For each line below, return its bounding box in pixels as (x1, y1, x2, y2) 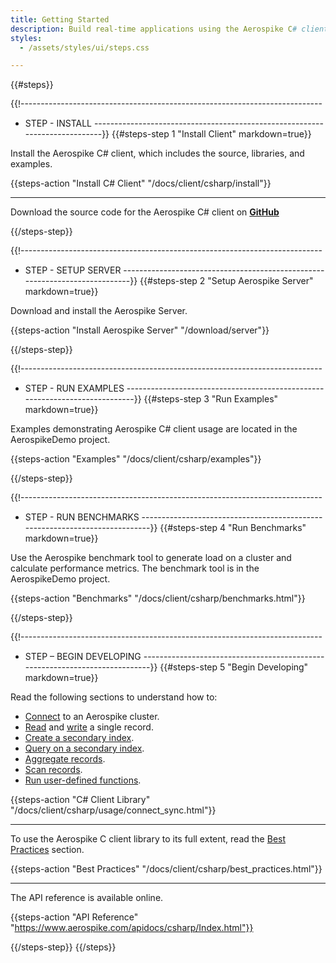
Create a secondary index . (24, 732, 135, 744)
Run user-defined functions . (24, 774, 142, 786)
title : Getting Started (10, 14, 110, 25)
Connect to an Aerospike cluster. (24, 711, 160, 723)
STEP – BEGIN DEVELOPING (24, 651, 142, 663)
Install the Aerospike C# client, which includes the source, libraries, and (10, 147, 305, 160)
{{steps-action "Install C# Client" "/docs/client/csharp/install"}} (10, 177, 272, 190)
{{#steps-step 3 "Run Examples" (143, 393, 279, 405)
